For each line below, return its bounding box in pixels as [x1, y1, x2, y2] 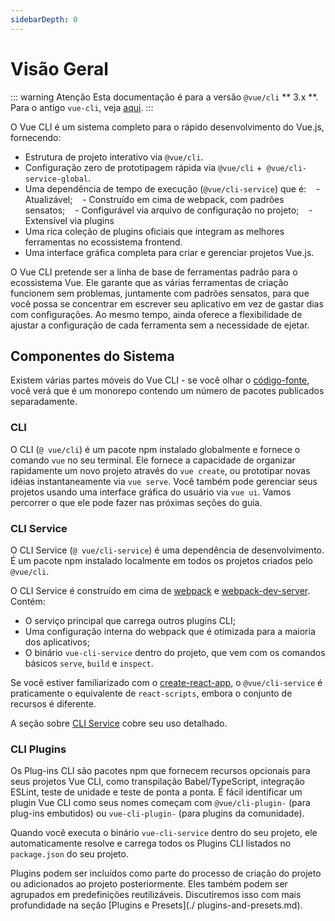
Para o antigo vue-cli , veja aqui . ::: [10, 101, 154, 113]
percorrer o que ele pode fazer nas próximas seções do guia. [10, 496, 263, 508]
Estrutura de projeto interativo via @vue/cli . [24, 151, 204, 163]
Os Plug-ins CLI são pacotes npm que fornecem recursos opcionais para [10, 765, 311, 777]
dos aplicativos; [24, 636, 90, 648]
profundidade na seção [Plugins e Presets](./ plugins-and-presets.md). [10, 899, 303, 911]
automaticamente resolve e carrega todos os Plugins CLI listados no [10, 837, 292, 850]
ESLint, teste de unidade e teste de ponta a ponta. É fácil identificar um [10, 786, 303, 798]
